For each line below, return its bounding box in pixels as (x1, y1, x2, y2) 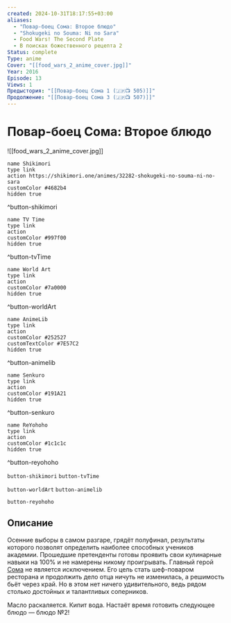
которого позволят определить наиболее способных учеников (7, 543, 194, 552)
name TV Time (7, 216, 45, 223)
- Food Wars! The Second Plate (13, 36, 104, 43)
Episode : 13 (7, 74, 42, 82)
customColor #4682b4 (7, 185, 67, 191)
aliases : (7, 17, 33, 24)
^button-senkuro (7, 408, 55, 416)
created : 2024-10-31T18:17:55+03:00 (7, 10, 113, 17)
